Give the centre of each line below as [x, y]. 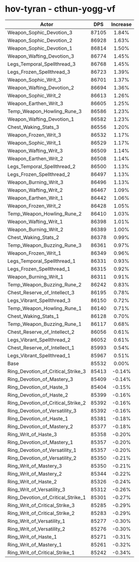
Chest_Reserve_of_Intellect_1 [41, 348]
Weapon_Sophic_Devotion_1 [40, 48]
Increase [122, 24]
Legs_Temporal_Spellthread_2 [42, 166]
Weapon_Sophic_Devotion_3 [40, 32]
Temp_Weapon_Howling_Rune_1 [45, 308]
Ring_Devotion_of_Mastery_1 [40, 442]
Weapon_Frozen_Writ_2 [34, 206]
